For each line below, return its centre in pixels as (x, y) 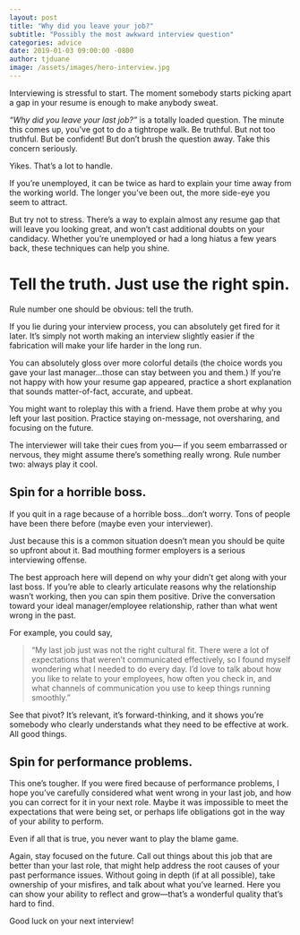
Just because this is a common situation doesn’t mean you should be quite (147, 540)
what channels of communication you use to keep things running (151, 688)
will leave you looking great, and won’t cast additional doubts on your (137, 228)
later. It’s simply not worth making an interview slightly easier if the (132, 336)
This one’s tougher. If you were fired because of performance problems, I (144, 784)
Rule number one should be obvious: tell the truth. (102, 309)
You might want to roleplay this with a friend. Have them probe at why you (146, 408)
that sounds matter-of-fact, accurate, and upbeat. (101, 391)
